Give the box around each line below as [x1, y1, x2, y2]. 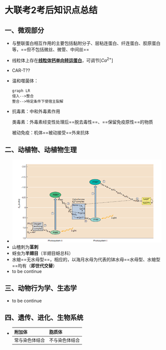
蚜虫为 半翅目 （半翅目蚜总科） [11, 250, 73, 256]
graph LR [11, 88, 30, 93]
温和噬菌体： [11, 77, 38, 83]
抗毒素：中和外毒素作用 [11, 108, 60, 114]
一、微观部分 [4, 26, 44, 34]
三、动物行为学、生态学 [4, 284, 77, 292]
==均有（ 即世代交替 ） [11, 262, 58, 268]
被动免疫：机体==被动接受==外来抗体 [11, 129, 89, 135]
